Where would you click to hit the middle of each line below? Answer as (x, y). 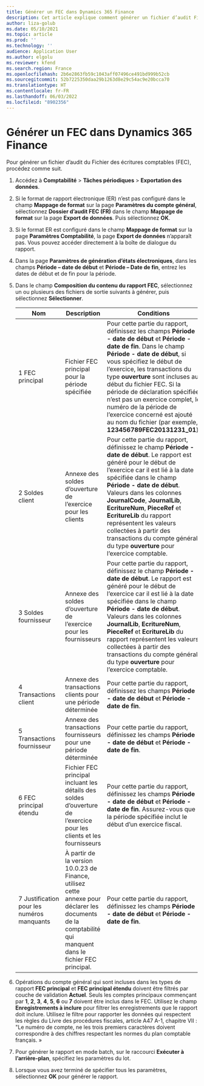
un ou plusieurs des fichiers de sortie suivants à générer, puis (92, 291)
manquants (34, 921)
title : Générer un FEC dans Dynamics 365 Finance (70, 12)
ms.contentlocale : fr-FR (38, 91)
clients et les (83, 835)
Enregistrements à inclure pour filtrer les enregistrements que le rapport (106, 1008)
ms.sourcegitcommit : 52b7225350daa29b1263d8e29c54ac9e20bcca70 (88, 80)
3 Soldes (31, 613)
